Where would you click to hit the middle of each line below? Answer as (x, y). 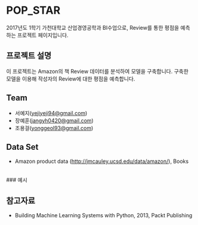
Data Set (22, 147)
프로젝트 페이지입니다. (43, 35)
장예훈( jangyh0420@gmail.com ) (54, 121)
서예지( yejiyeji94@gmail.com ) (51, 113)
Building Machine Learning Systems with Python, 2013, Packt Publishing (103, 215)
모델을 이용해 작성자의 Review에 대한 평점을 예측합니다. (71, 79)
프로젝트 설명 (29, 56)
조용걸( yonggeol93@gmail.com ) (54, 128)
